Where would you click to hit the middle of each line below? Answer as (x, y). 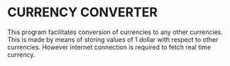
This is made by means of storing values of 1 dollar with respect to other (113, 39)
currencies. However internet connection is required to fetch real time (109, 47)
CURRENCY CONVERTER (83, 12)
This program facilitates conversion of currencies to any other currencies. (115, 32)
